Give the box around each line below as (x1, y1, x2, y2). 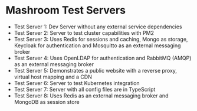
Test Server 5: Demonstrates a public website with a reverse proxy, (14, 67, 178, 74)
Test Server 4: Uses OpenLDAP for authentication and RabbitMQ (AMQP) (14, 54, 192, 61)
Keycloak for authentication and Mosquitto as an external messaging (14, 42, 181, 49)
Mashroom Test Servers (5, 4, 126, 17)
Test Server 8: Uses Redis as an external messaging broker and (14, 92, 169, 99)
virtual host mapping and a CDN (14, 73, 92, 80)
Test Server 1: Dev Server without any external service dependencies (14, 23, 182, 30)
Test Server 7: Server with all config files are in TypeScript (14, 86, 156, 93)
